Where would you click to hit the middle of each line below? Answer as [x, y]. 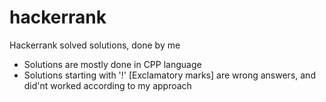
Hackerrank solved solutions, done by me [95, 45]
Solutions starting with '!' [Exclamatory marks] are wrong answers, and [169, 75]
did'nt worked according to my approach [107, 85]
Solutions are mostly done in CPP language [112, 64]
